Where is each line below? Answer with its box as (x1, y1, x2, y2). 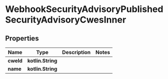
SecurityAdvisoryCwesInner (5, 14, 126, 25)
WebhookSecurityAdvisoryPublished (5, 3, 163, 15)
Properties (5, 34, 39, 42)
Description (62, 49, 91, 55)
